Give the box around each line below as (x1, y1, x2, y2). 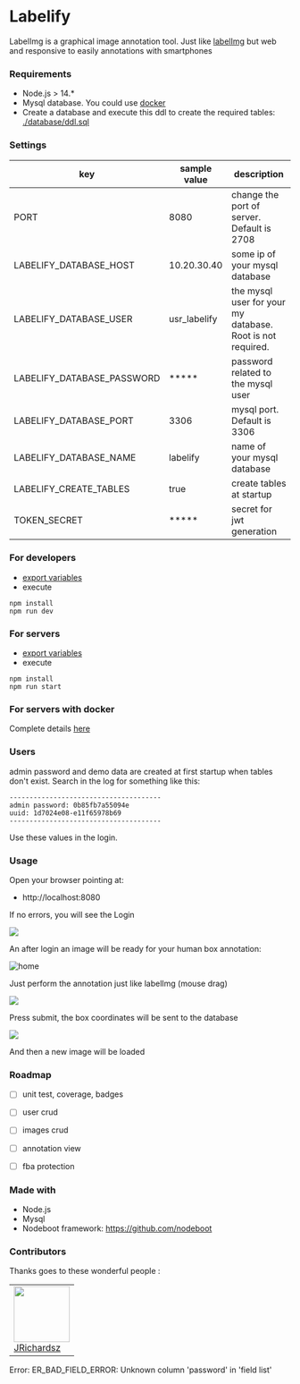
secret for (231, 503, 272, 515)
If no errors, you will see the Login (9, 910, 136, 921)
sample (179, 162, 212, 174)
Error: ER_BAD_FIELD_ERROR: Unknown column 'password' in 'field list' (9, 1364, 272, 1375)
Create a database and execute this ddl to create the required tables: (21, 107, 276, 118)
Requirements (9, 67, 72, 80)
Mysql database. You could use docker (21, 98, 166, 108)
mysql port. (231, 403, 279, 415)
